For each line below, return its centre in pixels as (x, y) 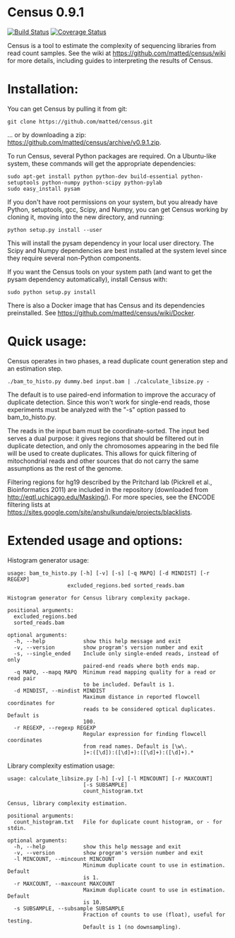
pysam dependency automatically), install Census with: (88, 279)
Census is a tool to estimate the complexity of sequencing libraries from (112, 45)
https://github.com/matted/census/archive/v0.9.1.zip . (84, 142)
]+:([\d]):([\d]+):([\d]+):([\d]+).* (138, 752)
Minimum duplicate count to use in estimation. (154, 865)
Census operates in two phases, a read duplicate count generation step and (117, 360)
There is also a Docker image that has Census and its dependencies (106, 305)
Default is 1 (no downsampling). (132, 927)
